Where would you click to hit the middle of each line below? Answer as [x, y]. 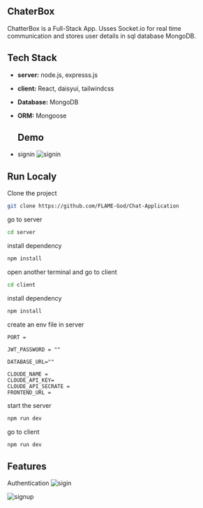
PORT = [17, 337]
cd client [22, 284]
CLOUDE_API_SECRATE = [39, 386]
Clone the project [32, 193]
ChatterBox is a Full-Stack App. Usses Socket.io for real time [94, 28]
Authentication [28, 483]
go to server [25, 219]
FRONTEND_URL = [29, 392]
